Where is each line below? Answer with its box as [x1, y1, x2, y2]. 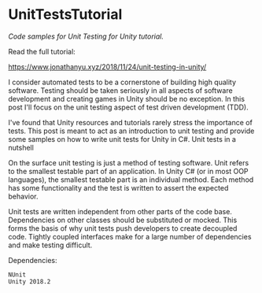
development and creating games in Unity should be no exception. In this [8, 94, 245, 103]
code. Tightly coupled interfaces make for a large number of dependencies [8, 232, 252, 241]
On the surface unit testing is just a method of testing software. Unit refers [8, 158, 249, 167]
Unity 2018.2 [8, 277, 51, 285]
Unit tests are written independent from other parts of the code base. [8, 206, 232, 216]
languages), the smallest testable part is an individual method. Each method [8, 175, 254, 184]
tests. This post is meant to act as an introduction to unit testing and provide [8, 126, 255, 135]
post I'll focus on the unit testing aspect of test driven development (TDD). [8, 102, 249, 112]
